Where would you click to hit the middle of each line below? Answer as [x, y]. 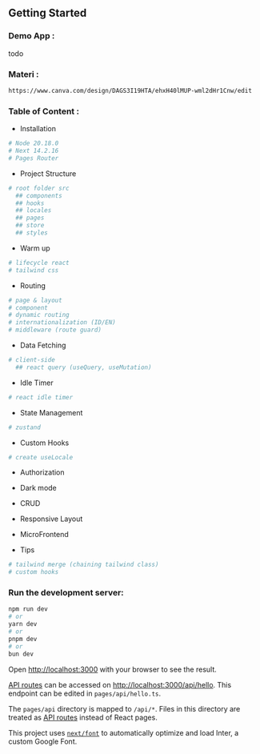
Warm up [35, 248]
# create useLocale [41, 457]
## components [39, 195]
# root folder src [39, 188]
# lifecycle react [39, 263]
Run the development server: [66, 593]
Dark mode [38, 488]
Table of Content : [44, 111]
